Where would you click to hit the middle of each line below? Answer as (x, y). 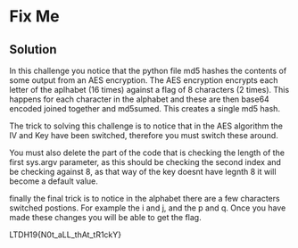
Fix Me (34, 17)
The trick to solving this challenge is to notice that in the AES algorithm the (146, 126)
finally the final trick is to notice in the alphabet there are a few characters (145, 198)
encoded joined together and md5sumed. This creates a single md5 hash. (145, 108)
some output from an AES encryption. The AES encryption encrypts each (144, 80)
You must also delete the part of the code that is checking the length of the (147, 153)
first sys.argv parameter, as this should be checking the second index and (145, 162)
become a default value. (54, 181)
